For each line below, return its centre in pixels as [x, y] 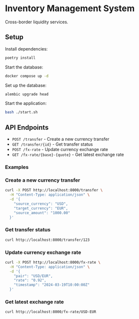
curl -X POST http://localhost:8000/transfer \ [54, 190]
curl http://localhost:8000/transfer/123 [47, 240]
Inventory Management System [70, 8]
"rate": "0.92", [30, 280]
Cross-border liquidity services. [37, 22]
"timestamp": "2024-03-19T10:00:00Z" [52, 285]
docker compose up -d [27, 76]
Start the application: [26, 103]
